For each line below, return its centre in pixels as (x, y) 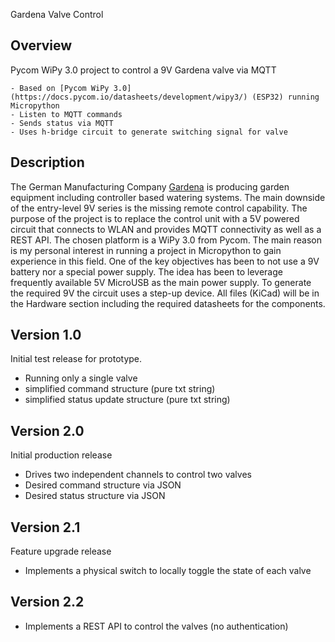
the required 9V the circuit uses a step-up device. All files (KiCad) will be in (165, 293)
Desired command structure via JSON (103, 485)
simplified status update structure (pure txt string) (127, 400)
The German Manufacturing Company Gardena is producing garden (150, 186)
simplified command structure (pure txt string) (120, 389)
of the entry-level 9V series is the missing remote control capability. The (159, 208)
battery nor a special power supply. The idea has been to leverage (146, 271)
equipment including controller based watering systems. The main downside (168, 197)
